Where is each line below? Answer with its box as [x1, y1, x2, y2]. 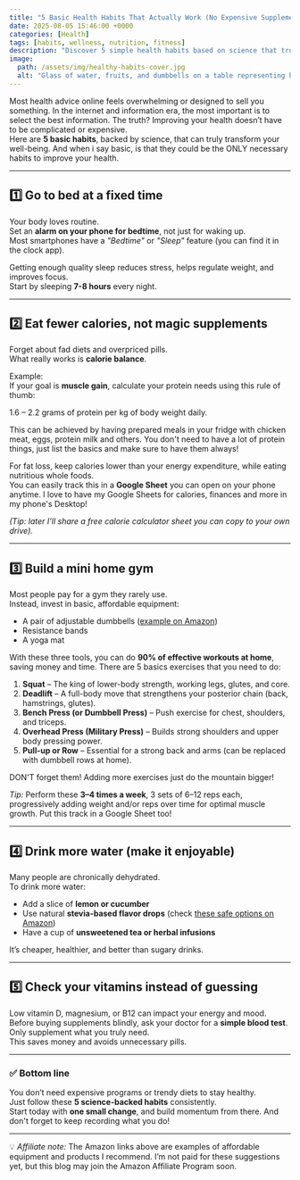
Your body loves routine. [9, 216, 100, 227]
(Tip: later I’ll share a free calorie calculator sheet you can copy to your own [9, 516, 290, 527]
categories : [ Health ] [9, 29, 90, 38]
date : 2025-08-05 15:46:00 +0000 [9, 21, 134, 30]
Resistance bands [21, 626, 88, 636]
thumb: [9, 390, 36, 401]
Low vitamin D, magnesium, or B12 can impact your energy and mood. [9, 1008, 267, 1018]
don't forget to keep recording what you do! [9, 1116, 171, 1126]
